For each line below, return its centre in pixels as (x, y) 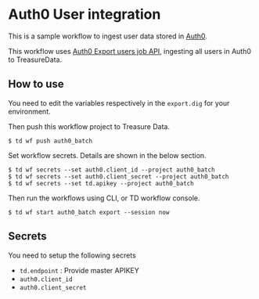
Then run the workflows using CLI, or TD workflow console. (104, 198)
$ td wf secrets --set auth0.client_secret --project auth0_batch (119, 177)
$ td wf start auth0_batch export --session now (89, 212)
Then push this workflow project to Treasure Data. (89, 126)
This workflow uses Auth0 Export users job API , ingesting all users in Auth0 (130, 51)
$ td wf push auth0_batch (50, 141)
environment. (29, 111)
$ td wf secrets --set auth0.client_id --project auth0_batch (112, 170)
